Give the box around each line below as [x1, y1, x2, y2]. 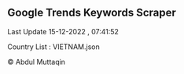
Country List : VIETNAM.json [7, 42, 100, 51]
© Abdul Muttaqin [7, 57, 66, 66]
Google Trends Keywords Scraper [7, 6, 176, 19]
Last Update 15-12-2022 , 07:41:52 [7, 26, 120, 36]
